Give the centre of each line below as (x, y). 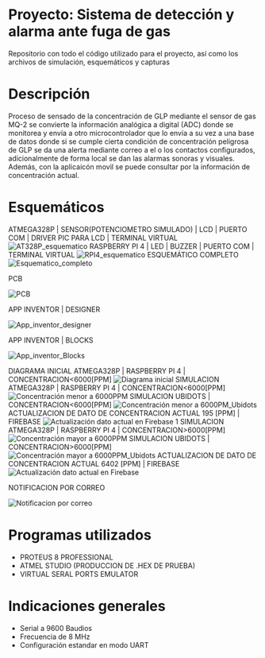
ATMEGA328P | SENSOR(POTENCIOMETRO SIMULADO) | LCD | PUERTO (128, 229)
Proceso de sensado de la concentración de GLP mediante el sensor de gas (132, 116)
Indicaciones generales (87, 606)
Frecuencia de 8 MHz (55, 637)
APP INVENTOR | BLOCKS (51, 340)
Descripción (49, 94)
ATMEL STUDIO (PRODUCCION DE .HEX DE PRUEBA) (108, 565)
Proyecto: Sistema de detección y (121, 15)
